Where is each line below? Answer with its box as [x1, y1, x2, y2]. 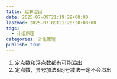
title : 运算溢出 [6, 8, 43, 15]
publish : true [6, 42, 41, 48]
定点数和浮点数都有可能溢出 [14, 59, 83, 66]
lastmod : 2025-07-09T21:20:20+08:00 [6, 20, 96, 26]
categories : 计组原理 [6, 36, 56, 42]
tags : [6, 25, 19, 31]
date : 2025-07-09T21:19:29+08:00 [6, 14, 89, 20]
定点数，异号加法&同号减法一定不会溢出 [14, 66, 112, 73]
